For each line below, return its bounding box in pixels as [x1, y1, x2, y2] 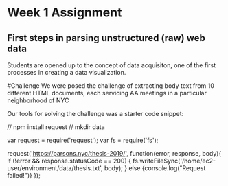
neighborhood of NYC [7, 96, 70, 104]
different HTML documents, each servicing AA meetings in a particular [7, 89, 207, 97]
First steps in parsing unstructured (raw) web [7, 32, 206, 44]
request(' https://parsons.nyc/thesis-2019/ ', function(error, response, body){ [7, 150, 222, 157]
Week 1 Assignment [7, 5, 122, 21]
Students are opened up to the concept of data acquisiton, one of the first [7, 61, 216, 69]
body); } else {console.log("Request [104, 164, 206, 172]
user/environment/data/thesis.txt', [7, 164, 103, 172]
